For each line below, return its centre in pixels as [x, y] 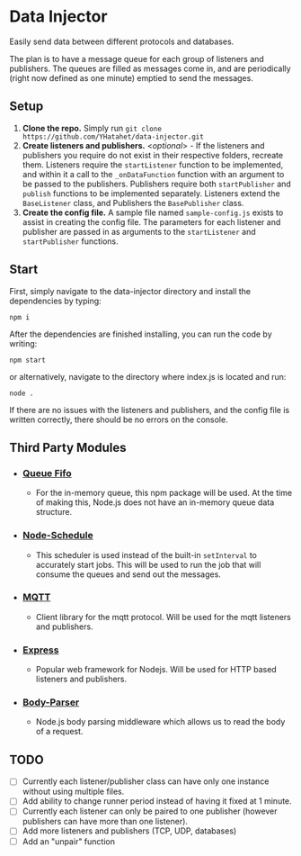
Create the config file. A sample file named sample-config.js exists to [153, 212]
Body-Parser [51, 702]
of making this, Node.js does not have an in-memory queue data [155, 502]
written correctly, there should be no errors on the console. [119, 419]
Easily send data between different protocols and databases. [122, 41]
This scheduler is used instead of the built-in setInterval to [146, 554]
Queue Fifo [47, 473]
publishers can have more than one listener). [105, 822]
